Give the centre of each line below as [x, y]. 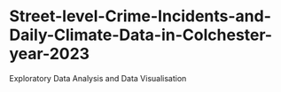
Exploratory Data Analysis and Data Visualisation [98, 78]
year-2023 [50, 54]
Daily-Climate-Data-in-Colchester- [141, 35]
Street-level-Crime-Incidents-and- [140, 16]
